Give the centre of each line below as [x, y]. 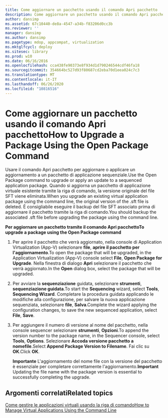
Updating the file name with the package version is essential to [77, 372]
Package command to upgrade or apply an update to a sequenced [73, 180]
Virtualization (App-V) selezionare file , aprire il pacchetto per [76, 247]
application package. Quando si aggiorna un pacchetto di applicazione [78, 186]
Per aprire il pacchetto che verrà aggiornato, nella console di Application [87, 242]
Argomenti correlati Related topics [59, 393]
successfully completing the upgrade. [51, 377]
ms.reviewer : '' [22, 28]
